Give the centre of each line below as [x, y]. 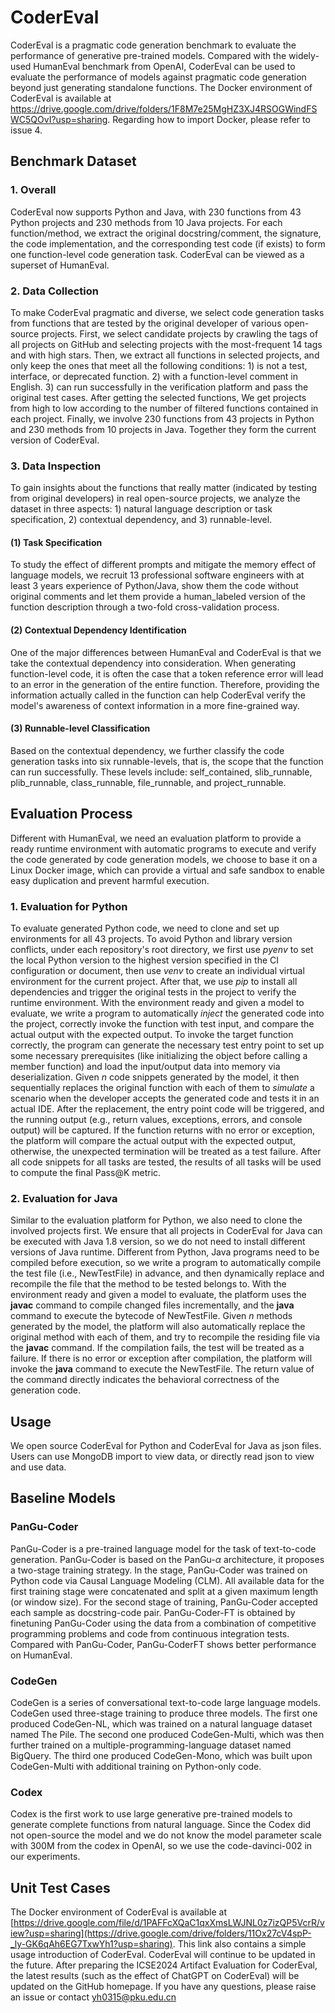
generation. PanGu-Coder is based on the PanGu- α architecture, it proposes [167, 1559]
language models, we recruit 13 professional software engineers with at [157, 575]
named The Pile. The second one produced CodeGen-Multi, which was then [167, 1735]
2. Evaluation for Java [64, 1198]
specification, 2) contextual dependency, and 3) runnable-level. [141, 520]
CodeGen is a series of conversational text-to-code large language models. [166, 1703]
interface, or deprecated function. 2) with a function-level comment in [154, 376]
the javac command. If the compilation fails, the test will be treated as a [157, 1348]
